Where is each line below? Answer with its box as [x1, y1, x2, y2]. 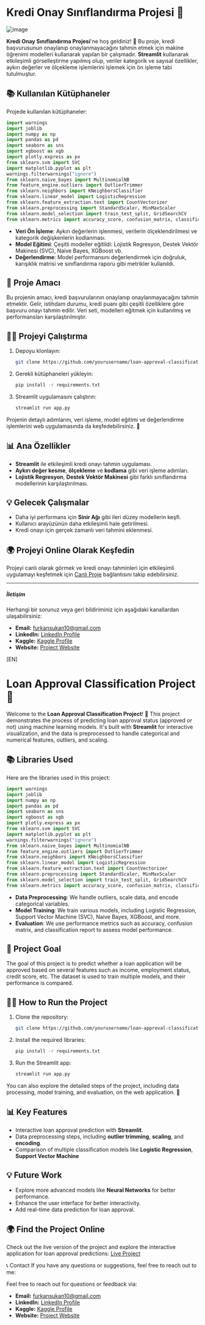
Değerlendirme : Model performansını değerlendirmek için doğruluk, [15, 253, 187, 260]
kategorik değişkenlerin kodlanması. [15, 234, 106, 241]
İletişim [6, 590, 26, 598]
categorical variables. [15, 900, 70, 907]
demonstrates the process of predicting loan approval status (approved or [6, 717, 192, 724]
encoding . [15, 1139, 41, 1146]
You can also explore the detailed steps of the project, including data [6, 1082, 179, 1089]
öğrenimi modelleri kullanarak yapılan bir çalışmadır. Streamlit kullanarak [6, 50, 189, 57]
